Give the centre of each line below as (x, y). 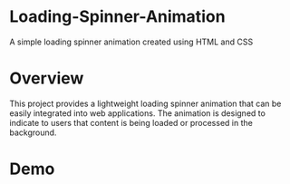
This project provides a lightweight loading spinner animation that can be (145, 103)
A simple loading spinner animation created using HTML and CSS (131, 42)
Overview (47, 78)
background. (33, 132)
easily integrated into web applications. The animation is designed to (137, 113)
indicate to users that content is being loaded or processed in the (131, 122)
